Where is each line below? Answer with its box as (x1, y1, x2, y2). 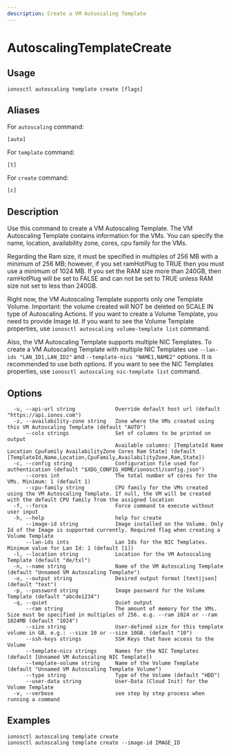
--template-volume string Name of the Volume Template (25, 660, 199, 667)
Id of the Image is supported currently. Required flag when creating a (7, 527, 221, 534)
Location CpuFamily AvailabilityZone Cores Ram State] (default (7, 448, 196, 455)
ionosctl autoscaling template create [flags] (7, 86, 143, 93)
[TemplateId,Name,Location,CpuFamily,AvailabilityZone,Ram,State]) (7, 454, 205, 461)
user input (7, 509, 39, 516)
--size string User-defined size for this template (25, 624, 224, 631)
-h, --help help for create (13, 514, 162, 522)
